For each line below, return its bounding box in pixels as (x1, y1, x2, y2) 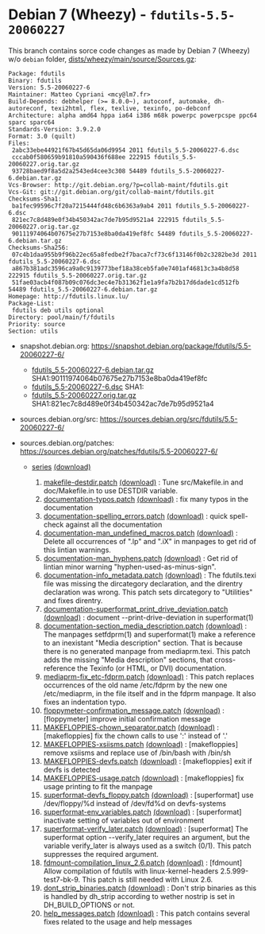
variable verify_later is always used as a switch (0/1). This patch (43, 841, 252, 850)
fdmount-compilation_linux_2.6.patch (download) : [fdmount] (43, 858, 243, 867)
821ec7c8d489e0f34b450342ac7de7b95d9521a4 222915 (11, 216, 179, 224)
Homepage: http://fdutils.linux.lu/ (8, 292, 129, 300)
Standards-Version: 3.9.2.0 (8, 125, 102, 133)
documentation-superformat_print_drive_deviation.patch (43, 604, 229, 613)
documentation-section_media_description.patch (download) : (43, 621, 248, 630)
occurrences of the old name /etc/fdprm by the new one (43, 680, 228, 690)
